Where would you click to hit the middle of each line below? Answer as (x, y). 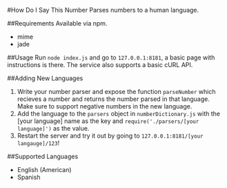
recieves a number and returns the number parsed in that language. (113, 99)
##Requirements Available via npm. (57, 23)
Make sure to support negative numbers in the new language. (105, 106)
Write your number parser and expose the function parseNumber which (116, 92)
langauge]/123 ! (38, 143)
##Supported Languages (43, 156)
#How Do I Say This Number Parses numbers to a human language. (103, 10)
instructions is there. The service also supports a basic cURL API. (100, 65)
